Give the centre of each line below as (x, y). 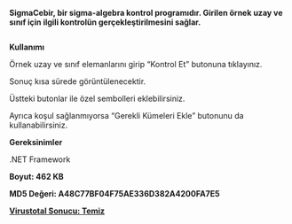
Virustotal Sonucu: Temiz (57, 211)
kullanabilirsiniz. (39, 125)
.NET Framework (40, 159)
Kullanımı (27, 47)
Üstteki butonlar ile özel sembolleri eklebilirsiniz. (97, 98)
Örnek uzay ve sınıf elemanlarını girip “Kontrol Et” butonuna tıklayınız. (136, 64)
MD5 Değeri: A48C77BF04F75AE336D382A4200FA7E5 (114, 193)
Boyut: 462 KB (36, 177)
